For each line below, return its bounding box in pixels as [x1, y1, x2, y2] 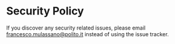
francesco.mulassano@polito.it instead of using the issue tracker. [6, 30, 169, 37]
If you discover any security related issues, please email [6, 24, 146, 31]
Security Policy [6, 4, 84, 18]
